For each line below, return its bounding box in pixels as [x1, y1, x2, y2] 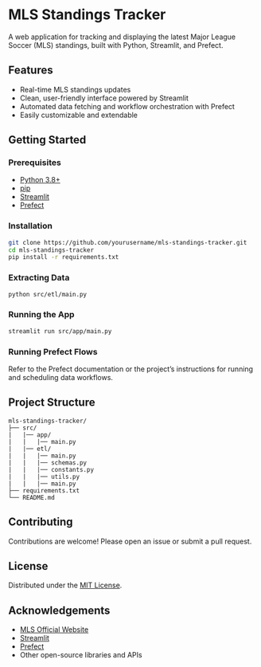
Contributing [8, 516, 73, 529]
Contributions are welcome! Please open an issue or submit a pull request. [8, 536, 252, 546]
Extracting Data [8, 273, 70, 284]
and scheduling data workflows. [8, 373, 114, 382]
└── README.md [8, 493, 56, 501]
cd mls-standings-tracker [8, 245, 94, 254]
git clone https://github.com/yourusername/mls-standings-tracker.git [8, 238, 247, 246]
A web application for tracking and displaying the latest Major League [8, 32, 236, 41]
